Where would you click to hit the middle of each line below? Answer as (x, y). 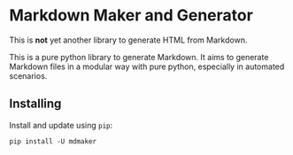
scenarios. (28, 75)
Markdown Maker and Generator (131, 15)
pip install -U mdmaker (53, 141)
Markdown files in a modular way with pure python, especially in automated (147, 66)
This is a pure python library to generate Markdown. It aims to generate (139, 57)
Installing (35, 104)
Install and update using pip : (61, 125)
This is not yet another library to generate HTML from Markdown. (128, 40)
